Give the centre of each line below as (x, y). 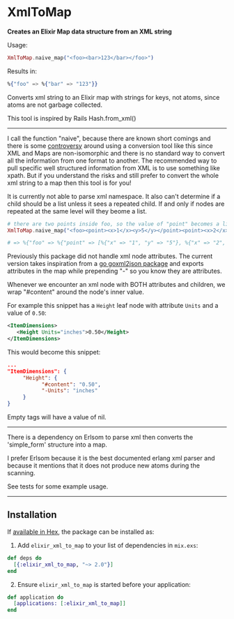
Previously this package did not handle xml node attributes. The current (110, 256)
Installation (32, 515)
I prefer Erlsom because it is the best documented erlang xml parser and (111, 458)
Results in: (22, 71)
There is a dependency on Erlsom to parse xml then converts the (100, 438)
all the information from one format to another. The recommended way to (112, 161)
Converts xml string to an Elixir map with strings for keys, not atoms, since (114, 97)
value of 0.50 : (27, 313)
